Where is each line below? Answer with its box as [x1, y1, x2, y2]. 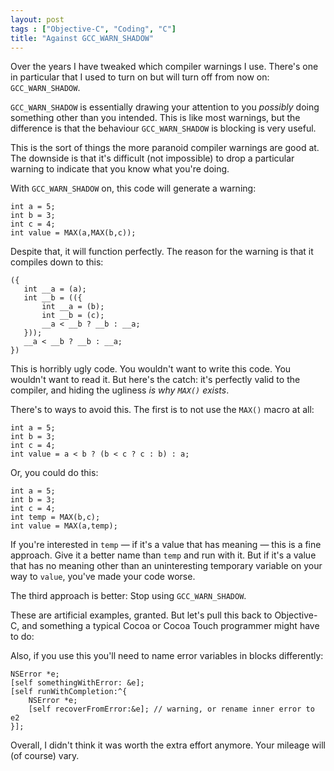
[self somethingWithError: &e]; [10, 678, 145, 688]
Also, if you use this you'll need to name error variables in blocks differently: [10, 650, 324, 662]
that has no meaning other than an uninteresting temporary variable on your [10, 560, 323, 572]
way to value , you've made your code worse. [10, 571, 196, 583]
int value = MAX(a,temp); [10, 521, 118, 531]
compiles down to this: [10, 256, 104, 268]
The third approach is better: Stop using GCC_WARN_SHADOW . [10, 590, 247, 602]
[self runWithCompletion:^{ [10, 687, 128, 697]
